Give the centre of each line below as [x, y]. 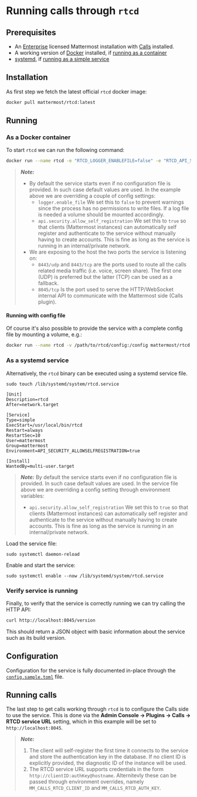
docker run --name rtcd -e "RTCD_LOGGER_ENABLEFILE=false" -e [84, 161]
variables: [32, 496]
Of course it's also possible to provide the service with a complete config [94, 328]
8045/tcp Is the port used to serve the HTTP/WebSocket [106, 289]
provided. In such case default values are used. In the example [105, 190]
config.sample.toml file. [35, 677]
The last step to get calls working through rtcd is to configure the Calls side [97, 709]
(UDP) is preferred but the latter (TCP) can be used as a [105, 277]
